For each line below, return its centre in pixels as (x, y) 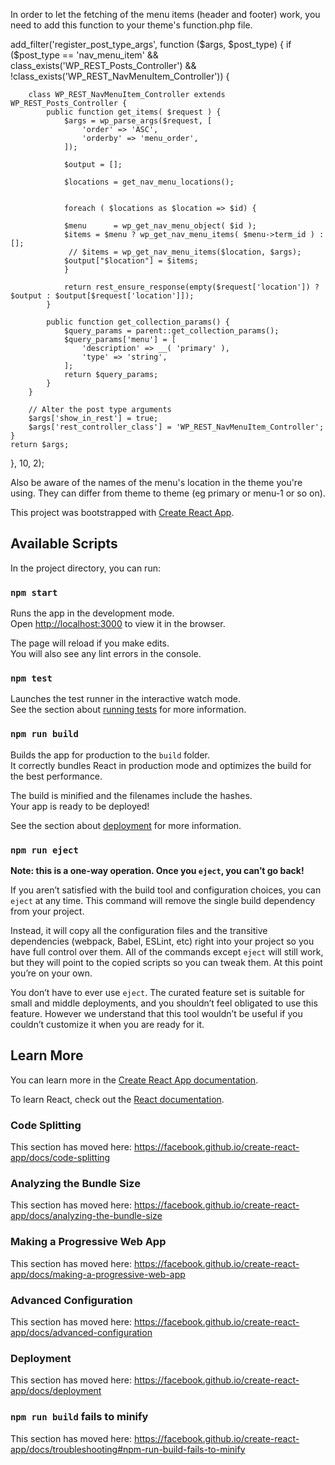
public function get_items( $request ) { (134, 112)
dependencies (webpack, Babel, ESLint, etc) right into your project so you (162, 941)
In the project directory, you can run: (85, 568)
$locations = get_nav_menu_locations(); (149, 182)
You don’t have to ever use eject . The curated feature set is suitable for (157, 992)
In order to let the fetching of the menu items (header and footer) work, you (165, 14)
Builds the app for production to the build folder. (110, 755)
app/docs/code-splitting (60, 1158)
